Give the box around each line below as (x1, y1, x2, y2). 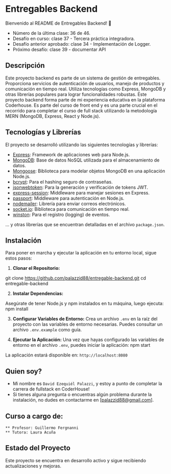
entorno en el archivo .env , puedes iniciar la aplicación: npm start (12, 342, 151, 348)
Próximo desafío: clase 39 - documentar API (12, 46, 106, 52)
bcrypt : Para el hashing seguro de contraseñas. (12, 179, 113, 185)
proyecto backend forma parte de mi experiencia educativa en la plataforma (5, 96, 165, 103)
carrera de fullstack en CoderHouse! (12, 386, 90, 392)
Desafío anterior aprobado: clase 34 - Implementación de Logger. (12, 41, 151, 47)
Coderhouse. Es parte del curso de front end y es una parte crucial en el (5, 102, 158, 108)
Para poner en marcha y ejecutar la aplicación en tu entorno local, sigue (5, 250, 157, 256)
